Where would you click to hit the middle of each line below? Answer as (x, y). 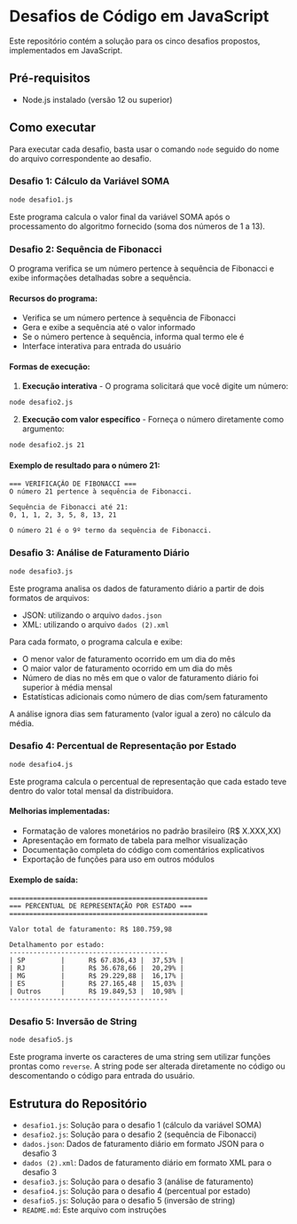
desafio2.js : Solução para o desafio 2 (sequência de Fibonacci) (139, 1134)
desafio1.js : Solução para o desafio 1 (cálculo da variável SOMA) (142, 1125)
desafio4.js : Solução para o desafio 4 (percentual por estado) (136, 1191)
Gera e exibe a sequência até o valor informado (109, 328)
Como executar (52, 127)
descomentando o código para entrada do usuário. (102, 1076)
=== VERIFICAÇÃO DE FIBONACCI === (73, 484)
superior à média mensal (67, 687)
